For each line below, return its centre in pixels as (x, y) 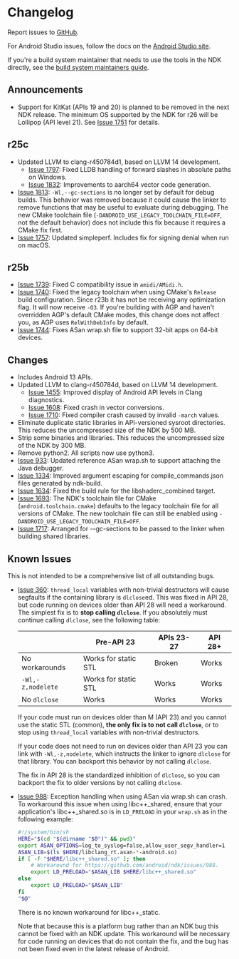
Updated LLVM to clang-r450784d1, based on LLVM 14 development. (119, 162)
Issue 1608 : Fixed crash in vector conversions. (96, 408)
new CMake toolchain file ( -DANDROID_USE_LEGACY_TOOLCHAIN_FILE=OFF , (120, 215)
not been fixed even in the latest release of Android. (94, 948)
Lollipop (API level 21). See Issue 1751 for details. (89, 122)
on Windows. (48, 177)
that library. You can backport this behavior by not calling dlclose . (115, 761)
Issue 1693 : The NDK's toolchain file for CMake (87, 498)
